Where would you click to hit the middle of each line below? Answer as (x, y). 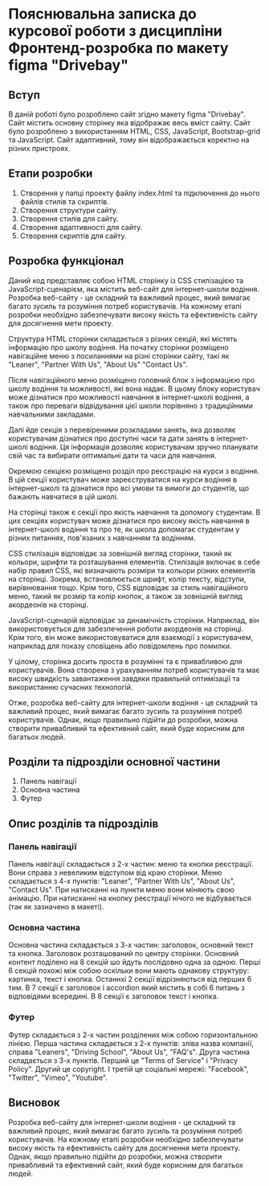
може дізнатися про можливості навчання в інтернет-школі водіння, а (129, 397)
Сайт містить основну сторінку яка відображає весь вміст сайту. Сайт (130, 123)
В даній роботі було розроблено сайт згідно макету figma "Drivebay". (127, 114)
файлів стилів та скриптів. (65, 201)
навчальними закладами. (52, 414)
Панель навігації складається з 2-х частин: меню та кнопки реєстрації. (131, 864)
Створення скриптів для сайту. (73, 236)
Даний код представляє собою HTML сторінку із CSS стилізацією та (126, 280)
